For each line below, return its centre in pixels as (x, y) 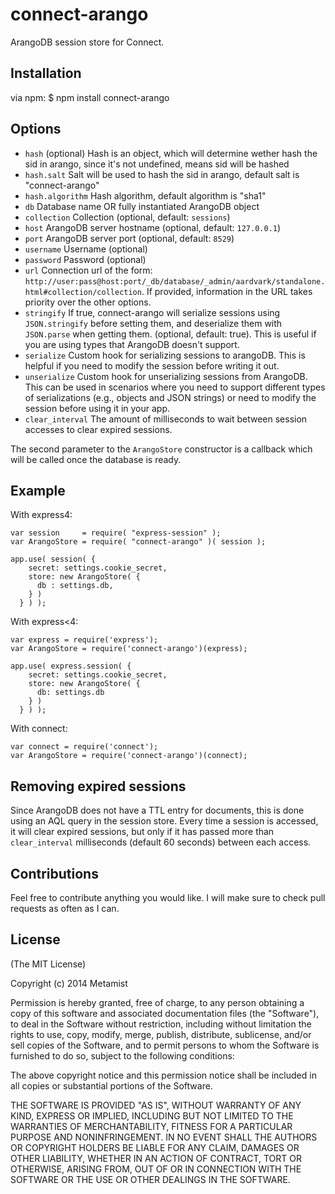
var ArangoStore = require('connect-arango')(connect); (129, 756)
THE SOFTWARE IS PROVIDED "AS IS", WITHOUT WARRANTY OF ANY (156, 1105)
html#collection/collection (83, 292)
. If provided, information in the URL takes (227, 291)
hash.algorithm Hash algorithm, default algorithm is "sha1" (145, 195)
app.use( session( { (53, 559)
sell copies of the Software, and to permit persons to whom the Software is (165, 1045)
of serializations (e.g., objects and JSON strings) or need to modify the (170, 397)
